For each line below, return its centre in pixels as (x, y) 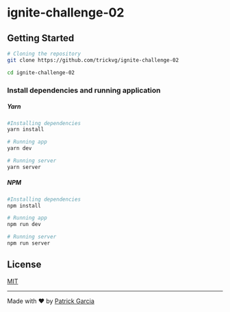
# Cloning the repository (44, 54)
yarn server (24, 167)
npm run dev (24, 225)
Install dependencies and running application (84, 90)
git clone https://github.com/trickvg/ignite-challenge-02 (93, 60)
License (24, 265)
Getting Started (41, 38)
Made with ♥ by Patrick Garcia (51, 301)
